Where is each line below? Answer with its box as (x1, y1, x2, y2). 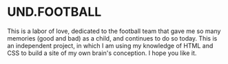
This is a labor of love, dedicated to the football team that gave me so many (7, 27, 221, 35)
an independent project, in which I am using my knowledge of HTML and (7, 41, 214, 50)
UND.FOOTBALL (7, 4, 102, 20)
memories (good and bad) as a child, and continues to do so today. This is (7, 34, 218, 42)
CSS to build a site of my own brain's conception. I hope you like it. (7, 49, 197, 57)
